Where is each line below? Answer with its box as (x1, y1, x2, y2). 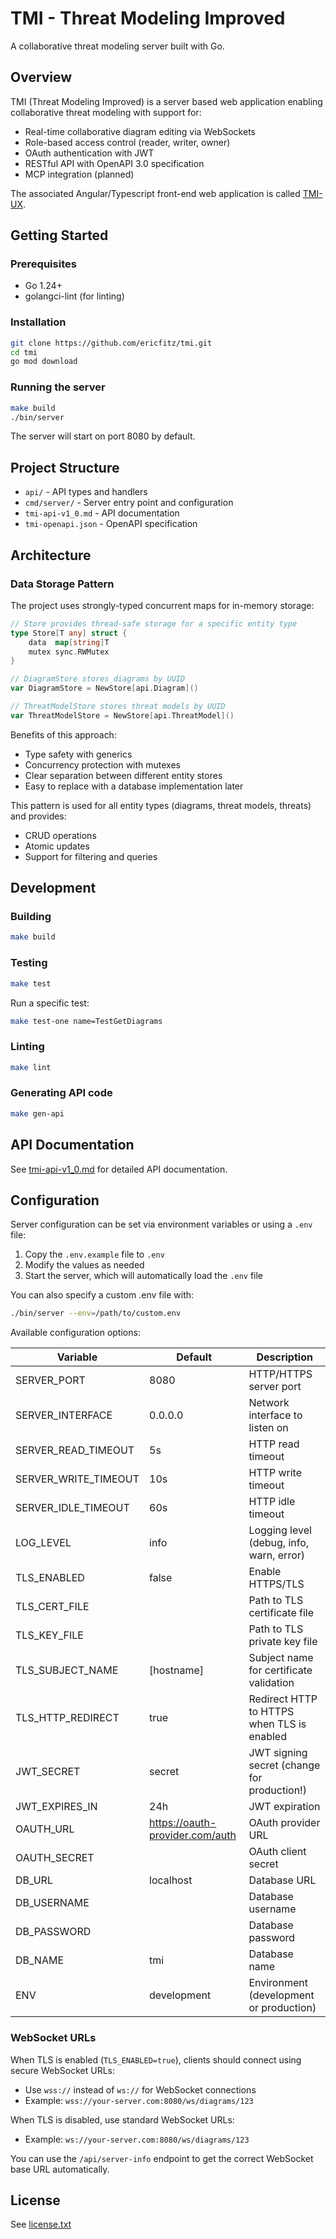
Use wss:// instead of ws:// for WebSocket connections (24, 2083, 257, 2096)
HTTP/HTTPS (248, 1367, 313, 1381)
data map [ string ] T (28, 637, 110, 647)
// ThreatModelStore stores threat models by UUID (10, 702, 226, 712)
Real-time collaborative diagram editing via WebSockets (24, 125, 256, 137)
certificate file (248, 1606, 315, 1620)
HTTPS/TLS (248, 1577, 305, 1591)
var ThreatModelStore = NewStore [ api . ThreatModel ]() (10, 710, 235, 721)
